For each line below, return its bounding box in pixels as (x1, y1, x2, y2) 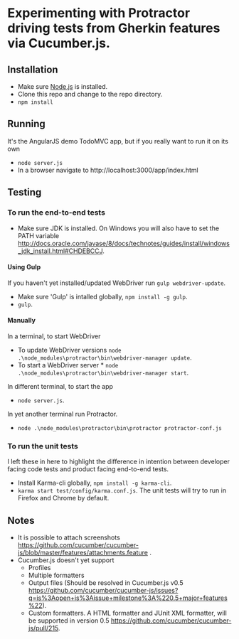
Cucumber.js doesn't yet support (17, 556, 115, 564)
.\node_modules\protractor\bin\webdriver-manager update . (17, 353, 192, 362)
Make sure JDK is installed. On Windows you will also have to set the (17, 224, 219, 232)
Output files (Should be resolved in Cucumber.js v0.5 (28, 579, 184, 587)
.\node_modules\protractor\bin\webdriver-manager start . (17, 368, 189, 377)
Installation (7, 63, 58, 75)
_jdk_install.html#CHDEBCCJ (17, 247, 103, 255)
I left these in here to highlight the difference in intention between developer (7, 457, 230, 466)
